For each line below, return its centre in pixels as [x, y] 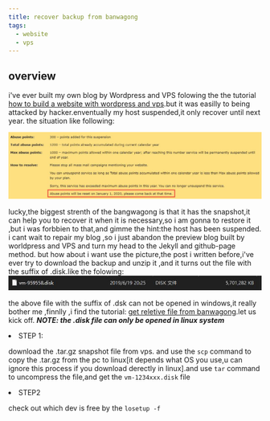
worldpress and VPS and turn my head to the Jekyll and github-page [122, 246]
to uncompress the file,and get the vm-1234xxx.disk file [99, 377]
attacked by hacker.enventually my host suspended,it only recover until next [135, 112]
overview [32, 76]
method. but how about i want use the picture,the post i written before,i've [131, 255]
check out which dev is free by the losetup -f [84, 408]
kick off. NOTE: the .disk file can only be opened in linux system [117, 321]
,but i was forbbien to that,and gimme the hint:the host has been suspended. [135, 229]
